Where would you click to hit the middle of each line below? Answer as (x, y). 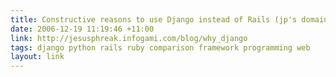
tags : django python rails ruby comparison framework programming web (160, 47)
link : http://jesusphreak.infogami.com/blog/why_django (129, 38)
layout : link (37, 57)
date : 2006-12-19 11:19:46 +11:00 (82, 29)
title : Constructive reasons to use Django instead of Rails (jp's (154, 19)
